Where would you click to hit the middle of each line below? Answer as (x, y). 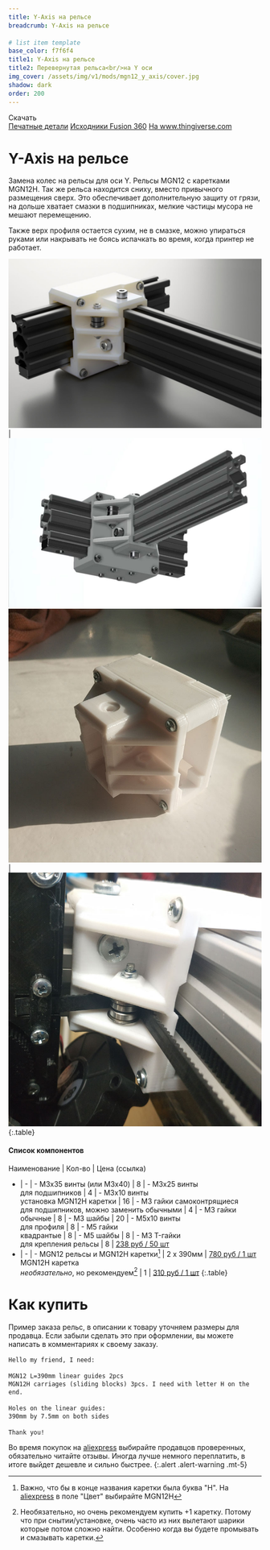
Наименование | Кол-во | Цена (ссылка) (77, 1168)
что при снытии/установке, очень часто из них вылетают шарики (132, 1521)
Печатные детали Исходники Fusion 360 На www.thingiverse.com (120, 126)
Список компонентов (46, 1150)
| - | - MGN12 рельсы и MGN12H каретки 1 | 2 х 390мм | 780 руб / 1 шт (138, 1253)
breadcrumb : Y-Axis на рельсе (59, 25)
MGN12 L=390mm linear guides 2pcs (66, 1376)
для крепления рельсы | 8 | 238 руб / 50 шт (95, 1244)
